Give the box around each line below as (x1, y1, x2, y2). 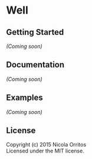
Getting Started (6, 27, 64, 37)
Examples (6, 93, 43, 103)
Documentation (6, 60, 65, 70)
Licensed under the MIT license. (6, 147, 84, 154)
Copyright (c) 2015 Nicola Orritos (6, 141, 87, 148)
